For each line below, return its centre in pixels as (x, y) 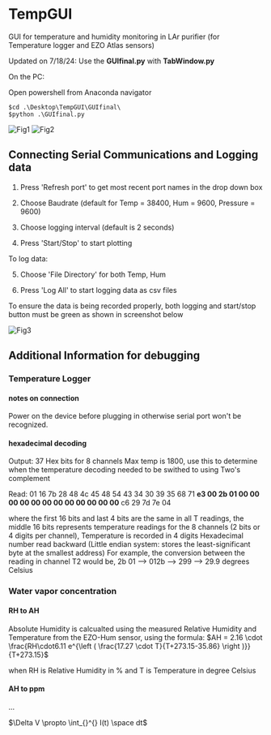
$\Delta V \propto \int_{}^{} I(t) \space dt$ (78, 722)
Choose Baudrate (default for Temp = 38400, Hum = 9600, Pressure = (138, 203)
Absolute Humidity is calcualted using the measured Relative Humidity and (133, 629)
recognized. (28, 425)
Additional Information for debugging (104, 356)
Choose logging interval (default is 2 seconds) (97, 227)
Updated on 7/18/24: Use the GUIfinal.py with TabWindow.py (112, 61)
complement (30, 479)
